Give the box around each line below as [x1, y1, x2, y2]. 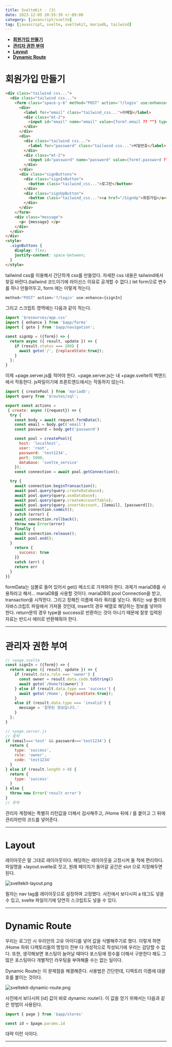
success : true [18, 550, 50, 555]
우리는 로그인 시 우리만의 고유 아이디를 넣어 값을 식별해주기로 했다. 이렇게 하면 [5, 937, 161, 944]
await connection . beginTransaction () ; [14, 483, 97, 489]
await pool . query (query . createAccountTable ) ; [14, 498, 114, 503]
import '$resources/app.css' [5, 315, 68, 320]
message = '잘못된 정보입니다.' [18, 705, 79, 711]
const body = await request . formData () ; [14, 417, 102, 422]
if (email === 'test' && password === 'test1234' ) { [5, 738, 111, 743]
